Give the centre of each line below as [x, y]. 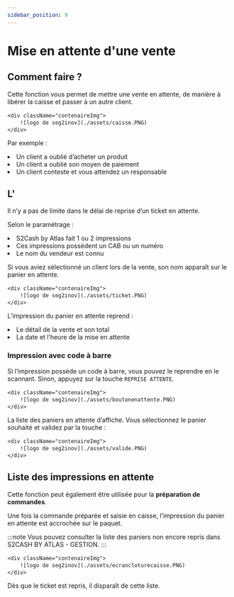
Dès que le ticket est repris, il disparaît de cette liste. [84, 586]
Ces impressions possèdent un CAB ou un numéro [90, 246]
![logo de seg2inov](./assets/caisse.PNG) [84, 123]
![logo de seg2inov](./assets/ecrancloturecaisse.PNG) [103, 565]
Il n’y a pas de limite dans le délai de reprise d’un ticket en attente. [104, 211]
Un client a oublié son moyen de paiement [78, 164]
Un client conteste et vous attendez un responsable [92, 172]
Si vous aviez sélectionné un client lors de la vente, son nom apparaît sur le [117, 267]
